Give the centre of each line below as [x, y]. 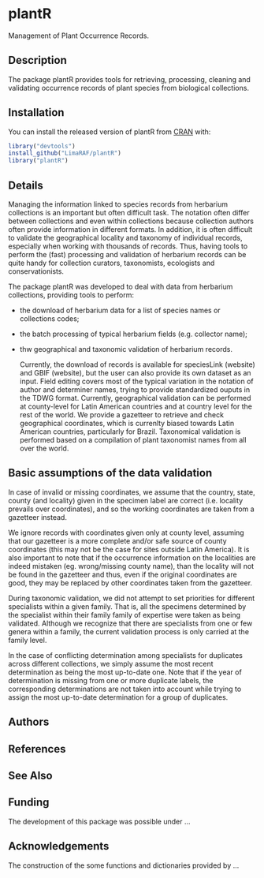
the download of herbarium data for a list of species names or [120, 310]
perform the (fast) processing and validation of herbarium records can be [127, 254]
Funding [29, 803]
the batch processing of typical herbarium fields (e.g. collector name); [134, 334]
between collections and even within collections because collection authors [131, 221]
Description [37, 60]
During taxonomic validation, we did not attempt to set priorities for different [132, 598]
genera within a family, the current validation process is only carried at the [129, 631]
